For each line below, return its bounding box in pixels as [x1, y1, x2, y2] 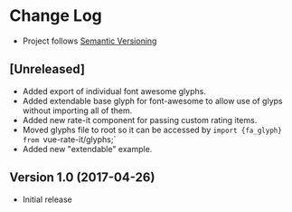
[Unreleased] [9, 62, 86, 77]
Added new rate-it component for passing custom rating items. [22, 114, 258, 125]
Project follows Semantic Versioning [22, 35, 157, 46]
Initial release [22, 194, 72, 205]
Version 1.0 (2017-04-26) [9, 169, 155, 186]
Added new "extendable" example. [22, 143, 153, 154]
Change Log [9, 5, 102, 26]
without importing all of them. [22, 105, 133, 116]
